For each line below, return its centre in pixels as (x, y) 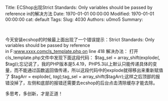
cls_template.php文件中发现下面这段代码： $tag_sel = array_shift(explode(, (83, 58)
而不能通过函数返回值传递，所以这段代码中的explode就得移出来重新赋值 (89, 70)
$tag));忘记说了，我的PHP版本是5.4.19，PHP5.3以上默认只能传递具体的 (79, 64)
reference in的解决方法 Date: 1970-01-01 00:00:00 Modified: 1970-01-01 (80, 14)
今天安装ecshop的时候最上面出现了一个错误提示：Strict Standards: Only (80, 40)
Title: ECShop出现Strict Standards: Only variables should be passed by (79, 7)
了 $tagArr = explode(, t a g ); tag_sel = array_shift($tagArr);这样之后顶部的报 (83, 77)
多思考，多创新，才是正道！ (34, 93)
